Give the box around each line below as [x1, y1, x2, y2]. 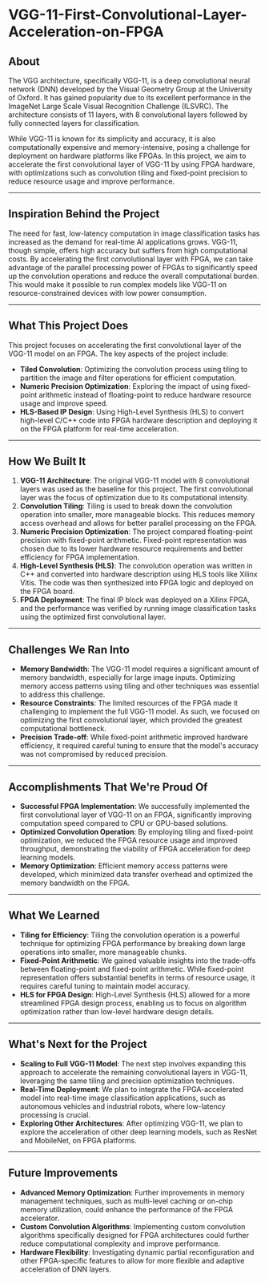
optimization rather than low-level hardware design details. [19, 1006, 215, 1016]
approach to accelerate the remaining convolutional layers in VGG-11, [19, 1067, 248, 1077]
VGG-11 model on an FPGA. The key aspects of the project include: [8, 349, 229, 358]
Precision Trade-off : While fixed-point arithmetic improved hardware [19, 732, 248, 742]
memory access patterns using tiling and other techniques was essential [19, 681, 259, 691]
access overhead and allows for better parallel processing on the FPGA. [19, 519, 258, 528]
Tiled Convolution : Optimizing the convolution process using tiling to [19, 364, 248, 374]
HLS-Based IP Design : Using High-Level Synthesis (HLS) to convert [19, 406, 244, 416]
